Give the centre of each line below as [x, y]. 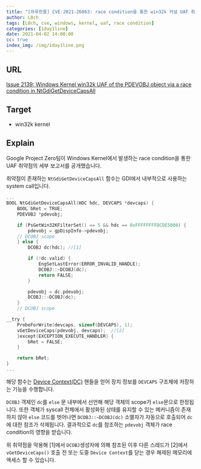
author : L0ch [22, 17]
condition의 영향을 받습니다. [40, 432]
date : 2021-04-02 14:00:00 [40, 34]
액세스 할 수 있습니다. [31, 460]
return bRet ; [33, 358]
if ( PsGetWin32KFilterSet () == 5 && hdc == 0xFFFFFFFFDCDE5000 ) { [102, 225]
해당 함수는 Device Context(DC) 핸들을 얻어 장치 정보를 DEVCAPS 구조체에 [92, 381]
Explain [20, 143]
